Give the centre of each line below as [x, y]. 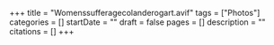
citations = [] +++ [42, 31]
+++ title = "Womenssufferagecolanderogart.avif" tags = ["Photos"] [135, 13]
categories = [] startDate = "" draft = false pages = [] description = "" [138, 22]
